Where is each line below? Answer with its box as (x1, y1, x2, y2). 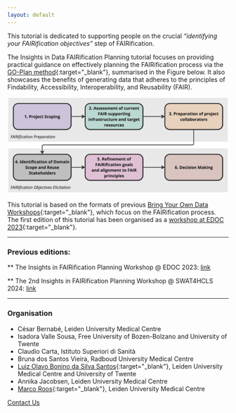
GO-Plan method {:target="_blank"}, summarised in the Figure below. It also (7, 68, 225, 76)
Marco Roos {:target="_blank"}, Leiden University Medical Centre (17, 384, 205, 393)
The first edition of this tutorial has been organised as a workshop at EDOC (7, 216, 224, 224)
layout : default (7, 11, 55, 18)
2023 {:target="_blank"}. (7, 223, 77, 232)
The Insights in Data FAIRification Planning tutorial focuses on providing (7, 53, 214, 61)
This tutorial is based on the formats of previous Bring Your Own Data (7, 201, 209, 209)
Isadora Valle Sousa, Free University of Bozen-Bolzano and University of (17, 332, 228, 340)
